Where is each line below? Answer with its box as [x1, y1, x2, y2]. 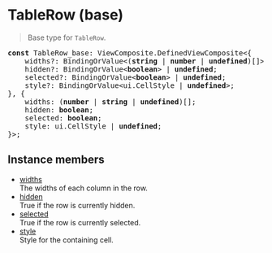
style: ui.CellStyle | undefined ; [24, 121, 162, 131]
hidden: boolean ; [24, 105, 94, 115]
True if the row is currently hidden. [19, 200, 136, 210]
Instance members [7, 153, 105, 167]
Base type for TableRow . [27, 33, 106, 42]
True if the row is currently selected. [19, 217, 141, 227]
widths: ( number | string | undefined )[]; [24, 97, 196, 107]
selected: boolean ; [24, 113, 102, 123]
